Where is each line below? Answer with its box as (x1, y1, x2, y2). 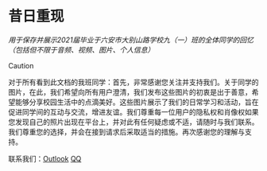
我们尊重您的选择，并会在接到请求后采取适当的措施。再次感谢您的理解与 (8, 126, 245, 136)
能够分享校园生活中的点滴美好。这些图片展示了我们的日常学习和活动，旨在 (14, 97, 259, 107)
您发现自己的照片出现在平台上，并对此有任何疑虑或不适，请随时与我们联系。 (8, 117, 259, 126)
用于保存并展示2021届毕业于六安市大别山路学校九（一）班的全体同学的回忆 (8, 35, 254, 45)
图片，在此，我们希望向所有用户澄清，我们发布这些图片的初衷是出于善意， (8, 87, 252, 96)
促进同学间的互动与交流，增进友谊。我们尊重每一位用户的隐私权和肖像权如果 (8, 107, 259, 116)
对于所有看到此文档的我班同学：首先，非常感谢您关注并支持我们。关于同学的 (8, 77, 259, 87)
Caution (8, 60, 34, 70)
